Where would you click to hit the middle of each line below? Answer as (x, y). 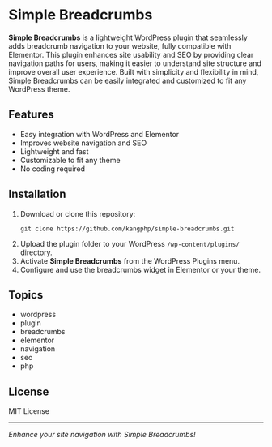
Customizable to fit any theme (70, 160)
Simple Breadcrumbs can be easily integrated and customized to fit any (127, 80)
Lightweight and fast (54, 151)
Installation (37, 194)
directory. (36, 252)
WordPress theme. (39, 89)
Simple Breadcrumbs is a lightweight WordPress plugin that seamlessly (128, 37)
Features (31, 115)
